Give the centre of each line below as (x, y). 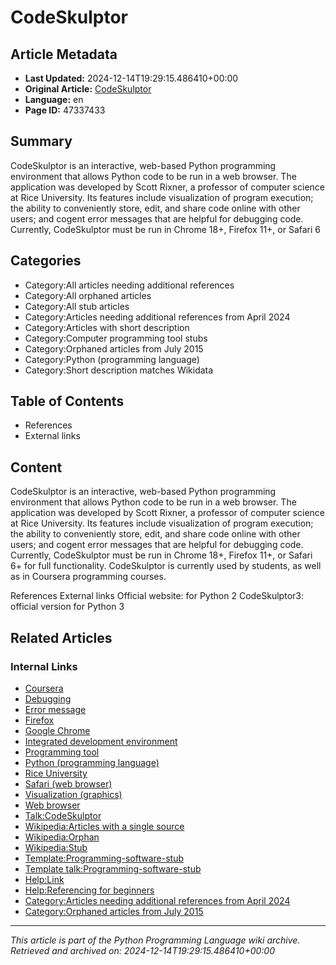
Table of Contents (67, 401)
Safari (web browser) (68, 783)
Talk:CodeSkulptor (63, 815)
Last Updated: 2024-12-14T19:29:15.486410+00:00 (131, 78)
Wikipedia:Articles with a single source (104, 826)
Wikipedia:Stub (56, 847)
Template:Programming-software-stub (104, 858)
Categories (46, 261)
